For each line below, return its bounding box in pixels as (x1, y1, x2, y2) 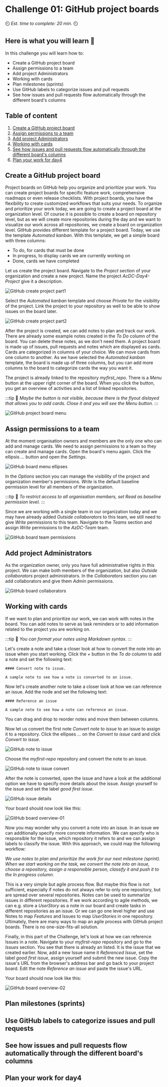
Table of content (5, 112, 57, 120)
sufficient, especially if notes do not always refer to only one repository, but (5, 886, 161, 892)
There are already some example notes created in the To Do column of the (5, 333, 158, 339)
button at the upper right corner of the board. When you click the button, (5, 380, 155, 386)
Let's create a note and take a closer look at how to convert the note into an (5, 645, 161, 651)
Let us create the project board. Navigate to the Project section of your (5, 268, 151, 274)
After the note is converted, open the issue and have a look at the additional (5, 775, 161, 781)
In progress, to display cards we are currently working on (12, 253, 130, 259)
